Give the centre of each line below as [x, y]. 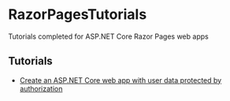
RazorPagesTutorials [78, 15]
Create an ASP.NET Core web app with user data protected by [121, 80]
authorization [41, 88]
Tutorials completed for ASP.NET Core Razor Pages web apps [108, 36]
